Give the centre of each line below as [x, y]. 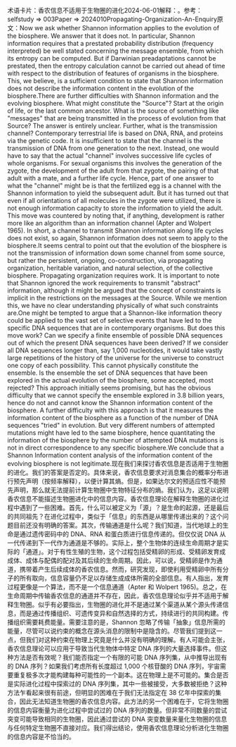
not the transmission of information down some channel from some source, [116, 253]
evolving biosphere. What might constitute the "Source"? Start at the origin [116, 103]
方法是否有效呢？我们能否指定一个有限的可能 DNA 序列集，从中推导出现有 [120, 657]
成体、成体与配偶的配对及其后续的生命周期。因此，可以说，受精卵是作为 [112, 560]
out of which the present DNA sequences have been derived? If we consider [118, 343]
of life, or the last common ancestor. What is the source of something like [113, 111]
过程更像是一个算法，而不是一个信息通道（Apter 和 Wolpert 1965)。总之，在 [117, 587]
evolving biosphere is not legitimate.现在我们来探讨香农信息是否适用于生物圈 [118, 463]
